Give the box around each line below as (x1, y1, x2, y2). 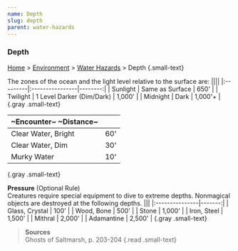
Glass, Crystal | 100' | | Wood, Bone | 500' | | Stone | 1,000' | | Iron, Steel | (7, 206, 223, 215)
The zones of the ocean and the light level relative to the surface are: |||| (7, 77, 220, 85)
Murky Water (11, 151, 55, 161)
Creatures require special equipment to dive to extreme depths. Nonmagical (7, 191, 230, 200)
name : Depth (7, 10, 43, 18)
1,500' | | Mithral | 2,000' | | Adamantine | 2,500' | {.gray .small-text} (7, 214, 208, 223)
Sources (24, 228, 51, 236)
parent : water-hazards (7, 23, 75, 31)
